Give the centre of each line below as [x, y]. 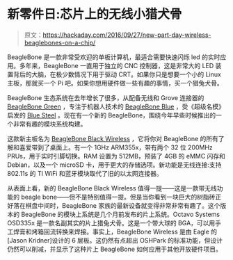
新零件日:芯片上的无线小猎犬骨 [95, 14]
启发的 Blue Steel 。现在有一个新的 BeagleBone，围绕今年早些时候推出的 [112, 115]
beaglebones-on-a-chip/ [60, 42]
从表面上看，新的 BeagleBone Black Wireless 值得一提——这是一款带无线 [112, 188]
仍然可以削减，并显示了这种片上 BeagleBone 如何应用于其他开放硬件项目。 [115, 249]
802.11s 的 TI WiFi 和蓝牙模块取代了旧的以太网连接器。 [85, 173]
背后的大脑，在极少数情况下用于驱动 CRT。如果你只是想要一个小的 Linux [117, 74]
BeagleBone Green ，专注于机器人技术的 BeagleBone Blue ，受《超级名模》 [116, 106]
